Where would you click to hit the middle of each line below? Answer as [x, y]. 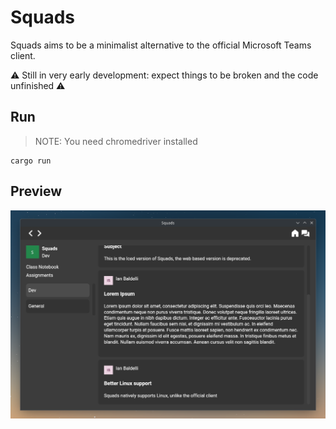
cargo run [31, 161]
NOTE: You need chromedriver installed [116, 141]
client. [23, 55]
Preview [36, 191]
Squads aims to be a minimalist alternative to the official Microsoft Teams [161, 45]
